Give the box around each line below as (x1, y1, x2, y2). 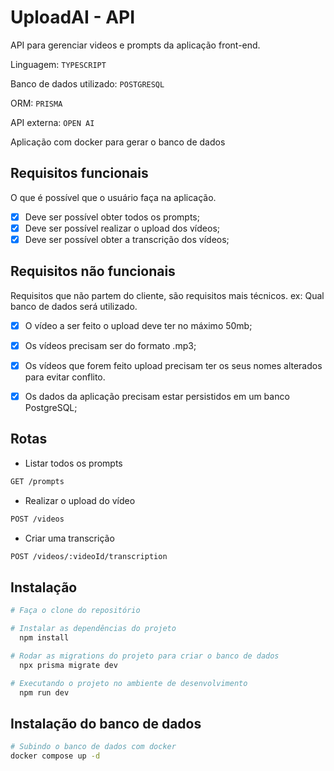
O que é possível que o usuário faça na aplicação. (10, 191, 217, 203)
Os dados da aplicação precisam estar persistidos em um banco (24, 390, 290, 402)
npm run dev (19, 687, 70, 698)
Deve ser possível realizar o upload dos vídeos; (24, 222, 221, 234)
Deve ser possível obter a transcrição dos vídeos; (24, 233, 230, 245)
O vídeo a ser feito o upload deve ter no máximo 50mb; (24, 319, 253, 331)
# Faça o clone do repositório (10, 606, 141, 616)
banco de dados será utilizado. (10, 300, 138, 312)
